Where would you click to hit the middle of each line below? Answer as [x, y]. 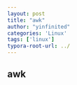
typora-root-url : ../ [39, 46]
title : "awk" [26, 20]
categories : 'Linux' [37, 33]
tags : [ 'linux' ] [31, 40]
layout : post [26, 14]
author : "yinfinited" [39, 26]
